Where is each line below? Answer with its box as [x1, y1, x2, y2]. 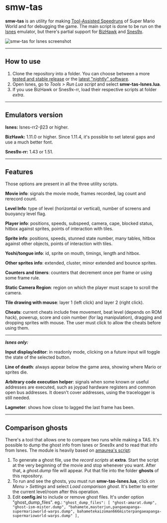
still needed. [5, 395, 31, 401]
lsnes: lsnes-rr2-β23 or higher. [5, 124, 69, 130]
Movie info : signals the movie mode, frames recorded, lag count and [5, 191, 146, 197]
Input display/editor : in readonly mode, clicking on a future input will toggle [5, 349, 161, 355]
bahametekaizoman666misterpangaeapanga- [77, 509, 162, 514]
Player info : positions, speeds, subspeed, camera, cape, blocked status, [5, 221, 154, 227]
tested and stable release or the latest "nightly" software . [12, 76, 130, 82]
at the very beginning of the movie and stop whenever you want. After [12, 462, 156, 468]
